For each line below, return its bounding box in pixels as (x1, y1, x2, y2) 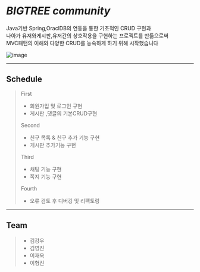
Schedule (6, 74, 43, 85)
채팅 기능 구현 (29, 165, 62, 173)
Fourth (20, 185, 37, 192)
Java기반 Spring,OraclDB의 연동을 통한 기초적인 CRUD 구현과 (6, 24, 152, 32)
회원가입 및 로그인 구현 (29, 102, 83, 110)
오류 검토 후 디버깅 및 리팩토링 (29, 197, 100, 204)
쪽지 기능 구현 (29, 173, 62, 180)
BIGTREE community (6, 4, 111, 18)
